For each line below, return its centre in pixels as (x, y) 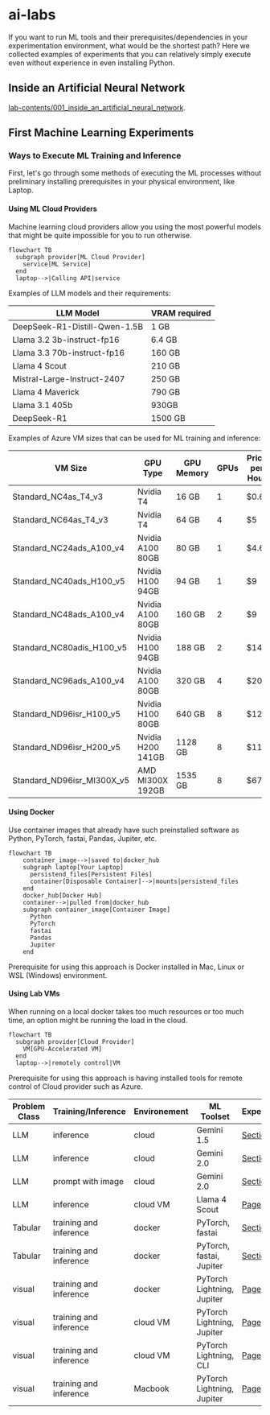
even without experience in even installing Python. (92, 63)
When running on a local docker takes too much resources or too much (126, 1012)
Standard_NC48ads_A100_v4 (68, 614)
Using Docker (31, 812)
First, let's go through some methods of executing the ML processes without (135, 173)
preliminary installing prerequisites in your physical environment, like (122, 182)
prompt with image (88, 1182)
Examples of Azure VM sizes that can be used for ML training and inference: (135, 438)
